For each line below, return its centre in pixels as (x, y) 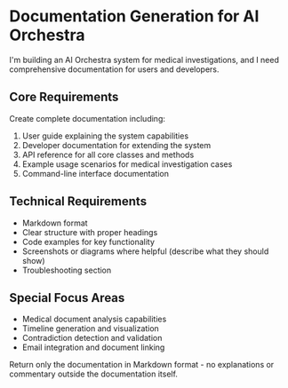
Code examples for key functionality (88, 242)
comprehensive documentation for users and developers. (114, 69)
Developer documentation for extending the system (116, 145)
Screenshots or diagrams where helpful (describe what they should (145, 251)
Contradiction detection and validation (92, 338)
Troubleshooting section (67, 270)
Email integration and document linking (93, 347)
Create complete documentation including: (88, 118)
